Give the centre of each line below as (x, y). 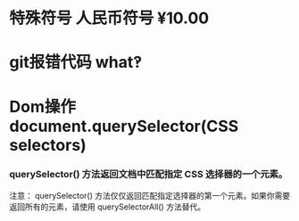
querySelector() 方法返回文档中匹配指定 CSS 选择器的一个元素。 (149, 175)
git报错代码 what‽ (76, 62)
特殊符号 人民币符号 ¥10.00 (109, 18)
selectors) (48, 145)
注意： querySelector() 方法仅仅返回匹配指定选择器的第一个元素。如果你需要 (150, 195)
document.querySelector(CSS (124, 126)
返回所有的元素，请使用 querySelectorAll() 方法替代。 (108, 207)
